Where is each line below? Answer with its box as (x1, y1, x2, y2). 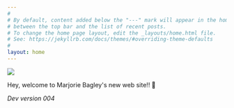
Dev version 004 (7, 94, 55, 102)
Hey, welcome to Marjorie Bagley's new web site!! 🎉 (7, 80, 156, 89)
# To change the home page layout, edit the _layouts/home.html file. (7, 29, 217, 37)
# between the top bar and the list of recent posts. (7, 23, 167, 30)
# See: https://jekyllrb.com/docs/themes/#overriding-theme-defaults (7, 36, 214, 43)
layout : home (7, 49, 45, 56)
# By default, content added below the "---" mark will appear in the (7, 17, 217, 24)
